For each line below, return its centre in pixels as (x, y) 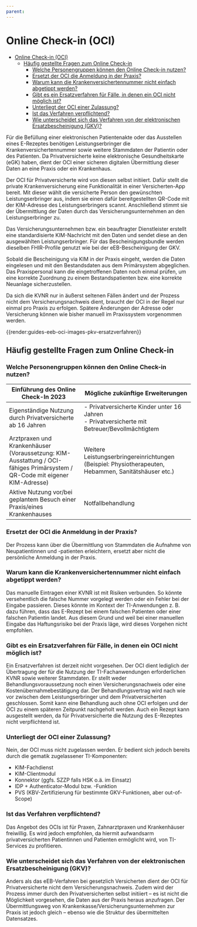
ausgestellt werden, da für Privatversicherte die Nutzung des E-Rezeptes (94, 716)
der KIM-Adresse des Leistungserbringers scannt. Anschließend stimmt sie (97, 205)
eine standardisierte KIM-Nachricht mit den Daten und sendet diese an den (97, 235)
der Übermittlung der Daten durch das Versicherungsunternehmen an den (95, 211)
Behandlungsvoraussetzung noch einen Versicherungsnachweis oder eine (96, 685)
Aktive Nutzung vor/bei (41, 492)
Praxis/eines (26, 507)
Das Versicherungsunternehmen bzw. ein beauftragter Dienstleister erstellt (96, 229)
